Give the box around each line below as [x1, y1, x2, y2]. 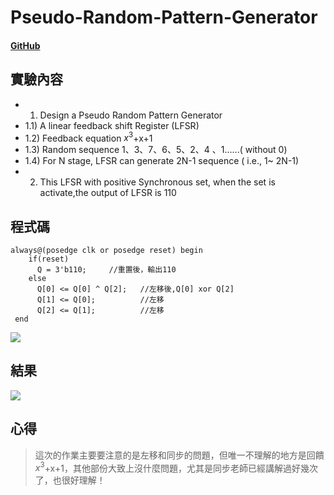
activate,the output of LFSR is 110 [39, 187, 177, 199]
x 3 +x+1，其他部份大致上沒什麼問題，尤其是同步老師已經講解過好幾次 [34, 460, 318, 474]
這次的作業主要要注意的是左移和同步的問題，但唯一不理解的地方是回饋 [34, 449, 325, 461]
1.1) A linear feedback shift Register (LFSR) [24, 119, 200, 131]
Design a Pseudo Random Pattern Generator [39, 109, 223, 121]
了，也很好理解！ [34, 474, 106, 486]
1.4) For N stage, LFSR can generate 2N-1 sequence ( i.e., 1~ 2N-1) [24, 155, 300, 167]
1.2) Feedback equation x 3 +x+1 [24, 130, 153, 144]
